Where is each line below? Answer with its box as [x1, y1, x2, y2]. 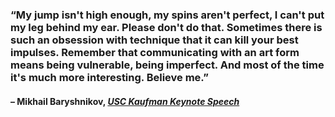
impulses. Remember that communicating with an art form [10, 45, 300, 59]
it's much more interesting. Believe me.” [10, 70, 209, 84]
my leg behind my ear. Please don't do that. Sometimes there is [10, 20, 323, 34]
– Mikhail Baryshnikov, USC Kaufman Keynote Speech [10, 95, 240, 107]
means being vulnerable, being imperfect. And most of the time [10, 58, 325, 72]
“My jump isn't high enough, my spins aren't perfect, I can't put [10, 8, 325, 22]
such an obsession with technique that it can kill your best [10, 33, 299, 47]
